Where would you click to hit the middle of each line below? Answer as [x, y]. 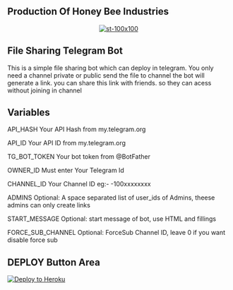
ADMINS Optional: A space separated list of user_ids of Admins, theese [111, 198]
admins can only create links [49, 205]
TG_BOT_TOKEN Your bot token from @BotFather [79, 157]
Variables [29, 113]
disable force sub [32, 240]
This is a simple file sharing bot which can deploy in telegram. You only [110, 68]
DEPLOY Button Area [54, 262]
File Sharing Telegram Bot [65, 51]
